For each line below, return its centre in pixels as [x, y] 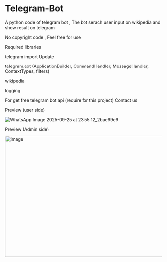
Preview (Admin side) [27, 129]
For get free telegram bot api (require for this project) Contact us [71, 100]
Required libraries [23, 47]
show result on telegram [30, 27]
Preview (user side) [25, 110]
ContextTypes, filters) [27, 71]
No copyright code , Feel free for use [43, 37]
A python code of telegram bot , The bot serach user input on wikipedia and [83, 22]
